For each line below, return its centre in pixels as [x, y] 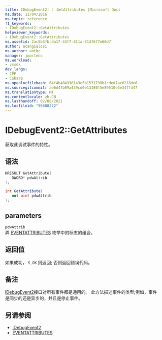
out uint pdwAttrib [32, 196]
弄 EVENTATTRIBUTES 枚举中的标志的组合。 [50, 233]
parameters [23, 216]
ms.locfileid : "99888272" [32, 106]
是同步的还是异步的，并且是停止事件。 [44, 298]
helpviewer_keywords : [27, 33]
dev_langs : [16, 69]
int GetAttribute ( [24, 191]
